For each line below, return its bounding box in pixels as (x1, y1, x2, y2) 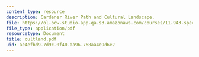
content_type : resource (6, 8, 65, 15)
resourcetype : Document (6, 31, 65, 37)
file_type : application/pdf (6, 25, 76, 31)
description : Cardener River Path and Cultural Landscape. (6, 14, 155, 20)
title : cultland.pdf (6, 36, 57, 42)
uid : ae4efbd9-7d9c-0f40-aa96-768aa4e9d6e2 (6, 42, 115, 48)
